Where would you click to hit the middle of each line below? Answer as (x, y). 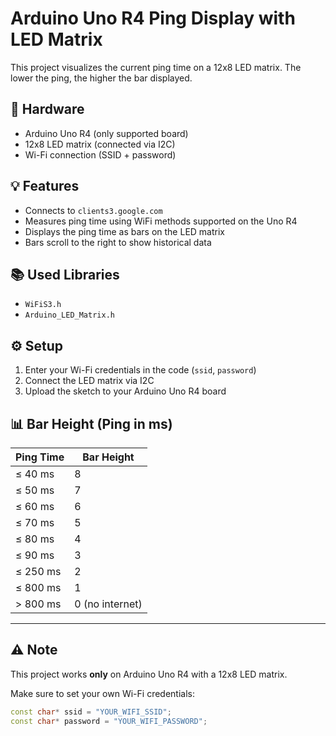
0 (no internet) (108, 604)
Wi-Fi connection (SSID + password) (100, 154)
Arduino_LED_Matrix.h (69, 315)
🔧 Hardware (47, 109)
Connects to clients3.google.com (93, 210)
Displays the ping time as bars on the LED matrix (124, 231)
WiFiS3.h (43, 305)
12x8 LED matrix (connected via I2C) (100, 144)
